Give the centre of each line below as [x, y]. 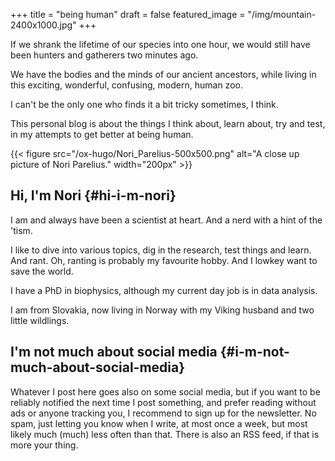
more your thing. [44, 445]
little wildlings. [40, 320]
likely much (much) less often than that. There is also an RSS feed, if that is [165, 434]
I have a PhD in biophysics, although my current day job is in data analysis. [164, 290]
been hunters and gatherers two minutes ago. [104, 55]
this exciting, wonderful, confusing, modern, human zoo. [126, 85]
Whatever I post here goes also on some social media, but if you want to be [165, 391]
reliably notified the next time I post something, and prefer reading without [163, 402]
